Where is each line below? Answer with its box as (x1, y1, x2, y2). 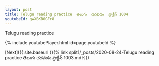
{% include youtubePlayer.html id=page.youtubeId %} (5, 40, 116, 46)
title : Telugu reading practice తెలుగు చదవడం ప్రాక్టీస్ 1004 (5, 12, 128, 17)
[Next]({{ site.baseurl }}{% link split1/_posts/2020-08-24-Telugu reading (5, 49, 155, 55)
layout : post (5, 7, 32, 12)
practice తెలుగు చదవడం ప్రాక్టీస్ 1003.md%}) (5, 55, 90, 61)
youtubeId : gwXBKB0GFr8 (5, 16, 55, 21)
